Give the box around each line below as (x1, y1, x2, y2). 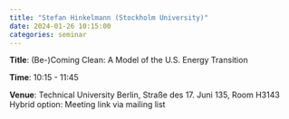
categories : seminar (9, 30, 88, 39)
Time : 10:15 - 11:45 (9, 72, 79, 83)
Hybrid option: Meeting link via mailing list (9, 99, 166, 110)
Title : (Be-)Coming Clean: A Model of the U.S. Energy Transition (9, 55, 248, 66)
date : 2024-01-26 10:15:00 (9, 22, 111, 31)
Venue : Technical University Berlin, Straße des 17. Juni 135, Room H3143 (9, 89, 281, 100)
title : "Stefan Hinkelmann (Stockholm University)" (9, 13, 208, 23)
